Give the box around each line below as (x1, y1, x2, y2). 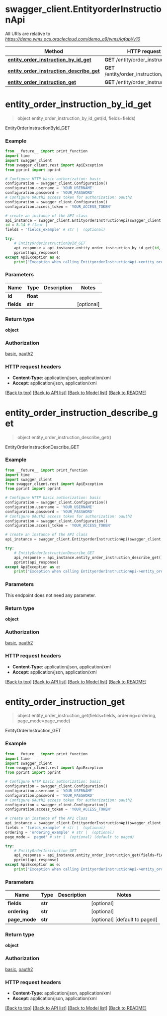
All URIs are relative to (5, 30, 51, 36)
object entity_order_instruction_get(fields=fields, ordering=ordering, (17, 713, 157, 719)
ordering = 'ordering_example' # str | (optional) (5, 830, 114, 835)
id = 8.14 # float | (5, 222, 48, 228)
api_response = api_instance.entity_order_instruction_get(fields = (14, 853, 157, 858)
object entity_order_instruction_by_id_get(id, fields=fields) (17, 115, 136, 121)
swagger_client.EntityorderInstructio (5, 3, 162, 15)
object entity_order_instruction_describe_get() (17, 434, 112, 440)
